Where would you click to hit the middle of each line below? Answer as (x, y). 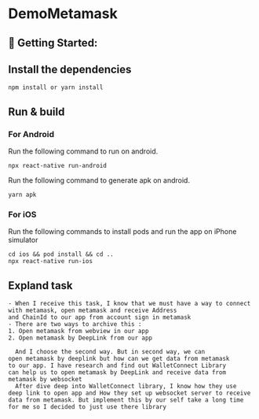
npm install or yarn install (56, 87)
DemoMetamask (63, 14)
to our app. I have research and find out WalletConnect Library (117, 366)
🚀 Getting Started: (53, 43)
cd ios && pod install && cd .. (61, 254)
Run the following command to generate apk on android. (99, 180)
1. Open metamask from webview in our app (78, 332)
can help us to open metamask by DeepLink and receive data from (117, 373)
